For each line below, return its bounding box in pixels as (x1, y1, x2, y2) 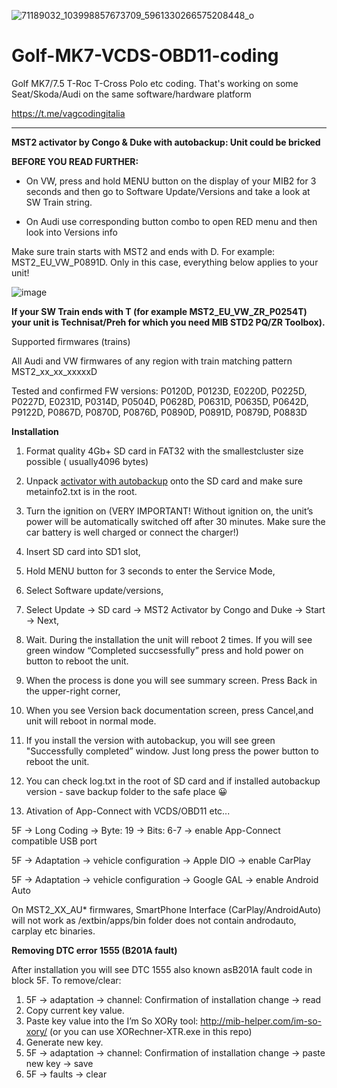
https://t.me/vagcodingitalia (11, 107, 126, 119)
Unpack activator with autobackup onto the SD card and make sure (25, 475, 303, 487)
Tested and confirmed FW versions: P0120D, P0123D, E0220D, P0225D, (11, 385, 308, 397)
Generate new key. (25, 1036, 104, 1048)
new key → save (25, 1057, 94, 1069)
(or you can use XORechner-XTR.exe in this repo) (49, 1025, 253, 1037)
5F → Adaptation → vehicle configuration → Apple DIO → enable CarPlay (11, 854, 311, 866)
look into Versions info (25, 226, 119, 238)
